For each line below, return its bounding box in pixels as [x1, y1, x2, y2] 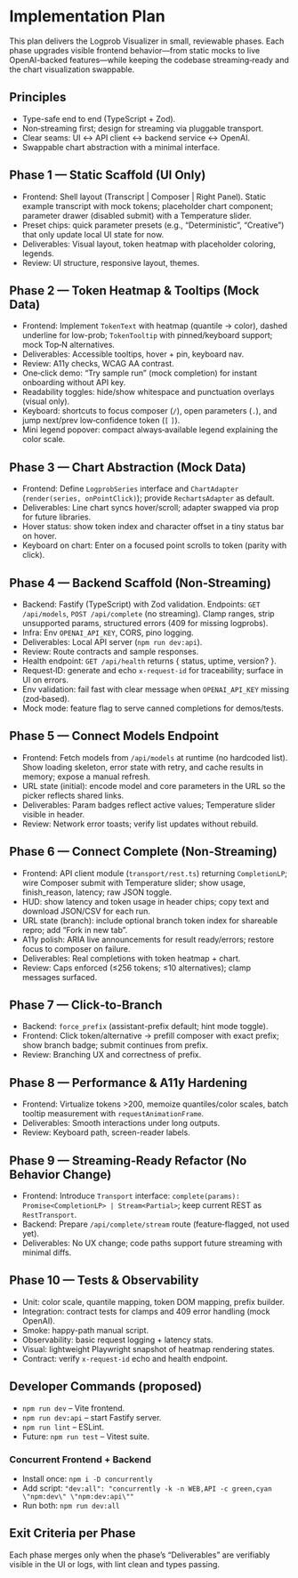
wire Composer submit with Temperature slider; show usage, [21, 877, 246, 888]
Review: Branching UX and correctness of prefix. [21, 1050, 202, 1060]
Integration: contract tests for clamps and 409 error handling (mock [21, 1306, 270, 1316]
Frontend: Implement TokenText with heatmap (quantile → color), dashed [21, 320, 287, 331]
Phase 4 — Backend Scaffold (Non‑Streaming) [9, 576, 271, 591]
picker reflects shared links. [21, 790, 125, 801]
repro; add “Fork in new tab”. [21, 924, 128, 935]
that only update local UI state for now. [21, 229, 165, 239]
